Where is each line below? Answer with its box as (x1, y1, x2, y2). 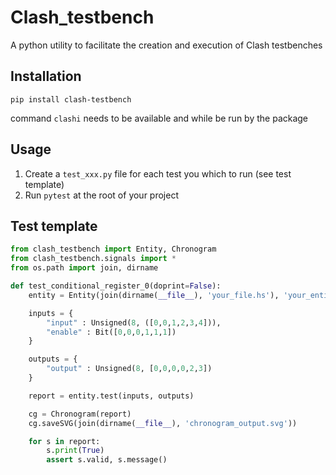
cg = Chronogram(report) (28, 409, 132, 419)
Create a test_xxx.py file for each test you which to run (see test (24, 167, 292, 180)
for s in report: (28, 436, 101, 446)
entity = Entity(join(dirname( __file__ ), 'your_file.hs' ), (28, 290, 280, 300)
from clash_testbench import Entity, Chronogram (10, 244, 217, 255)
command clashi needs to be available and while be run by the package (10, 112, 309, 124)
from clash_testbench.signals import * (10, 254, 177, 264)
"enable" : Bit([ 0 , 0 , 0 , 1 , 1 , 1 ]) (46, 327, 177, 337)
